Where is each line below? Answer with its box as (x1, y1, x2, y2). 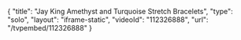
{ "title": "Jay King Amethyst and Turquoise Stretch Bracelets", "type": (7, 7, 233, 16)
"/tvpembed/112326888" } (7, 24, 92, 32)
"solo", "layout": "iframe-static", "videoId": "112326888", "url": (7, 15, 209, 24)
